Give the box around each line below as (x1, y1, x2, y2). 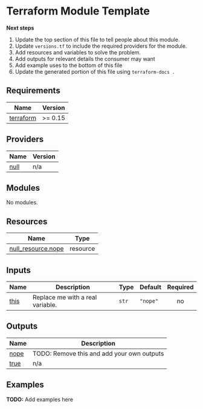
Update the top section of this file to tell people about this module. (14, 36, 180, 43)
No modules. (6, 199, 38, 206)
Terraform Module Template (6, 4, 150, 18)
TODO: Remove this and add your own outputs (32, 349, 164, 358)
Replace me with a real (32, 293, 97, 301)
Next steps (6, 24, 34, 31)
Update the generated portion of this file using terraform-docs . (14, 68, 175, 75)
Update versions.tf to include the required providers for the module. (14, 42, 187, 50)
